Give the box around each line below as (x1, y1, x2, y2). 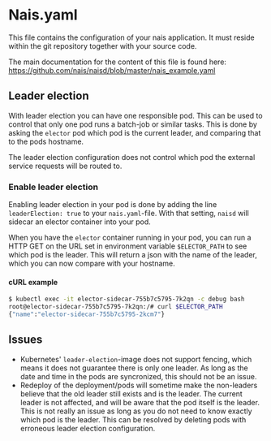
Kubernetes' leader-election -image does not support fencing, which (19, 354, 252, 364)
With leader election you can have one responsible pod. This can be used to (8, 110, 263, 120)
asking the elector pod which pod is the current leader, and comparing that (8, 128, 261, 137)
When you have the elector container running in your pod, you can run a (8, 233, 252, 243)
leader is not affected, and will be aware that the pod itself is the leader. (19, 397, 260, 407)
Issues (8, 333, 43, 347)
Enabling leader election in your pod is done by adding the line (8, 200, 217, 210)
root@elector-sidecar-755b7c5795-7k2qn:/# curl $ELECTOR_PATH (8, 303, 223, 311)
